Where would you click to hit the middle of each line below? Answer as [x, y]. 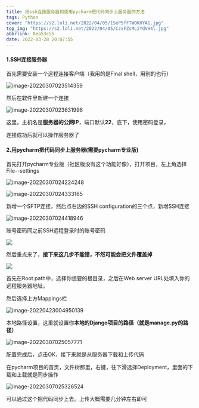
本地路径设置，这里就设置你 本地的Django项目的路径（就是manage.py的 [95, 323]
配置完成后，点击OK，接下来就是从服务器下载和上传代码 [75, 355]
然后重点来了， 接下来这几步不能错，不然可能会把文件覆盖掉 [79, 254]
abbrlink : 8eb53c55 [30, 34]
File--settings [23, 171]
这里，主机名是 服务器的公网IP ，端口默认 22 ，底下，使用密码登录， [88, 122]
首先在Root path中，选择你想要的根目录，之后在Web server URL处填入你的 [98, 278]
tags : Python [22, 17]
